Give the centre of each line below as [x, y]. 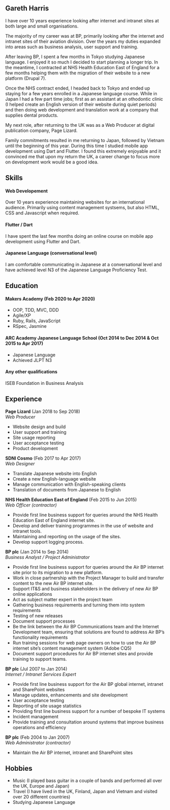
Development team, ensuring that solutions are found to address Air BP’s [89, 632]
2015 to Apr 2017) [24, 343]
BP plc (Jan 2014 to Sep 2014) [37, 551]
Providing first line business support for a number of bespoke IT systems [89, 711]
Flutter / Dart [19, 225]
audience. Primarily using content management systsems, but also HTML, [82, 208]
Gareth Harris [27, 8]
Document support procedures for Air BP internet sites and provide [83, 653]
